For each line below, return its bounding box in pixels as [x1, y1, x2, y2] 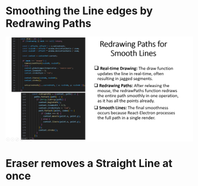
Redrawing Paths [5, 17, 92, 30]
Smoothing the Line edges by [5, 4, 153, 18]
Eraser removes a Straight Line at [5, 157, 173, 170]
